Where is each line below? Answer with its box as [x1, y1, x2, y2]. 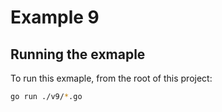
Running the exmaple [10, 46, 146, 63]
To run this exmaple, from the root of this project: [10, 72, 213, 84]
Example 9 [10, 6, 100, 29]
